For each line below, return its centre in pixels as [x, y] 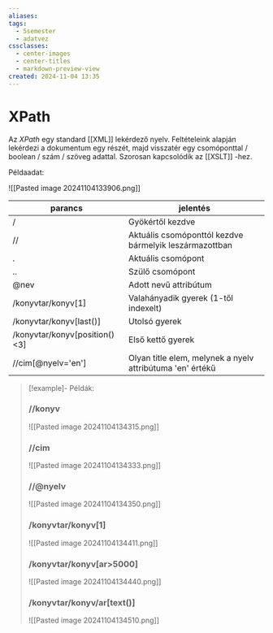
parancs [66, 208]
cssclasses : [28, 46]
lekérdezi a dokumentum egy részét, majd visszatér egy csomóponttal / [128, 148]
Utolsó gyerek [155, 321]
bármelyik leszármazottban [181, 245]
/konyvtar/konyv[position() [64, 334]
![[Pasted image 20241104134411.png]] [93, 543]
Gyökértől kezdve [162, 222]
